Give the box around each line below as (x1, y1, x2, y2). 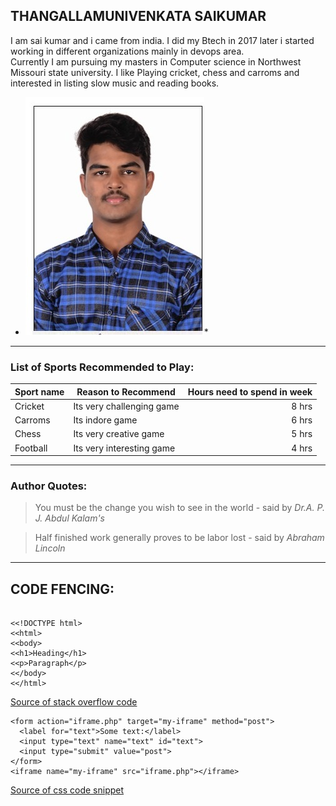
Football (14, 442, 48, 454)
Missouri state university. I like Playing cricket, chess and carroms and (10, 66, 300, 78)
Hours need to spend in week (187, 385, 313, 398)
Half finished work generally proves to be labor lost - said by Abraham (34, 532, 325, 544)
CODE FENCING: (10, 580, 115, 598)
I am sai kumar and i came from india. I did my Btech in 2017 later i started (10, 34, 315, 46)
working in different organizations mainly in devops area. (10, 45, 245, 57)
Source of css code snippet (10, 784, 125, 796)
